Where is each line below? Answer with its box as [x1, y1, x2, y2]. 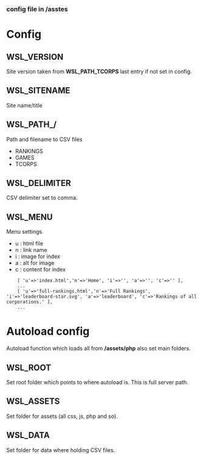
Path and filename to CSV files [6, 135, 83, 143]
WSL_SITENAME [6, 85, 71, 96]
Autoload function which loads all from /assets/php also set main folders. [6, 345, 191, 352]
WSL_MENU [6, 212, 53, 222]
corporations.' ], [6, 299, 53, 305]
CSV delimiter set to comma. [6, 194, 78, 201]
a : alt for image [15, 259, 55, 267]
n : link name [15, 246, 47, 254]
